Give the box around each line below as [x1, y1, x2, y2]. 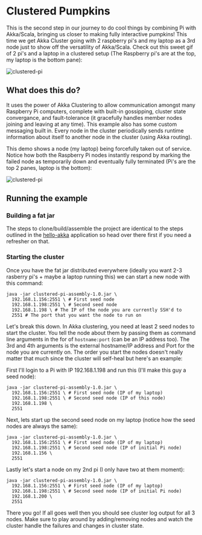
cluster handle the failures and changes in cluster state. [6, 522, 144, 529]
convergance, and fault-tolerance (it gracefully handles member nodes [6, 114, 183, 121]
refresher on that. [6, 238, 50, 245]
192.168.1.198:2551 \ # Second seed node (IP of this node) [11, 395, 166, 401]
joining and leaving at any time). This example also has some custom [6, 120, 177, 128]
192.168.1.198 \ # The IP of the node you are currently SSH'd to [11, 307, 182, 313]
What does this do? [6, 86, 81, 96]
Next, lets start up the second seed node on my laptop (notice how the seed [6, 416, 195, 423]
